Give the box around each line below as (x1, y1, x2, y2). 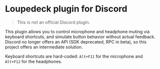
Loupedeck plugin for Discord (5, 3, 127, 14)
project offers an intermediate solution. (5, 44, 83, 50)
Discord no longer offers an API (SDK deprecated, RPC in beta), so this (5, 39, 147, 44)
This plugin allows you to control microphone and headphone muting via (5, 28, 150, 34)
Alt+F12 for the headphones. (5, 58, 62, 64)
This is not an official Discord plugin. (17, 19, 90, 25)
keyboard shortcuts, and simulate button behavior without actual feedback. (5, 34, 156, 40)
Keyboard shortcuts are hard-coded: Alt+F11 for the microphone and (5, 53, 143, 59)
